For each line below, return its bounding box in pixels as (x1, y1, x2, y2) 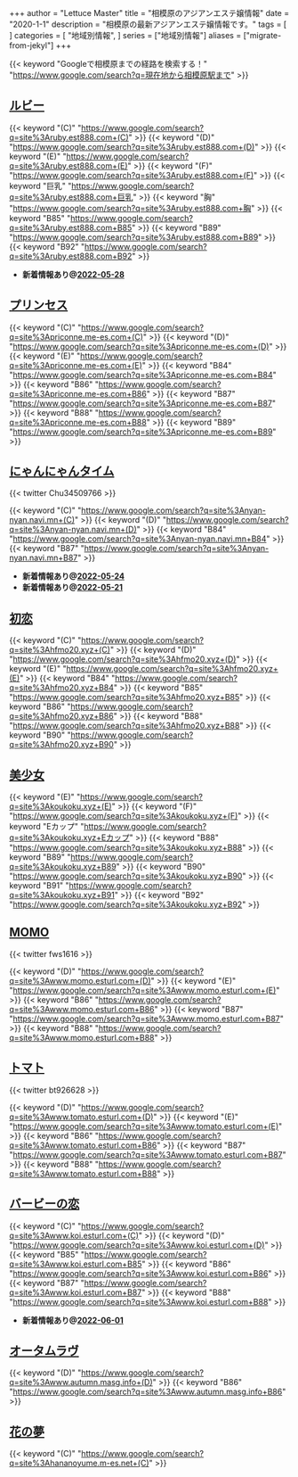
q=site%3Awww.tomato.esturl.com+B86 (9, 1140, 157, 1151)
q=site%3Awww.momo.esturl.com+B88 (9, 1032, 155, 1043)
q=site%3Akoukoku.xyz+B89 (9, 862, 117, 872)
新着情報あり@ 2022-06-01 (21, 1315, 125, 1325)
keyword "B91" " (9, 880, 69, 891)
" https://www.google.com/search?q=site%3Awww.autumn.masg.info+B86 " (9, 1386, 286, 1398)
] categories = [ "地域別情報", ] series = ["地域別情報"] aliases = (9, 30, 242, 40)
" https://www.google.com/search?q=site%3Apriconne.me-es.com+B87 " (9, 398, 277, 408)
